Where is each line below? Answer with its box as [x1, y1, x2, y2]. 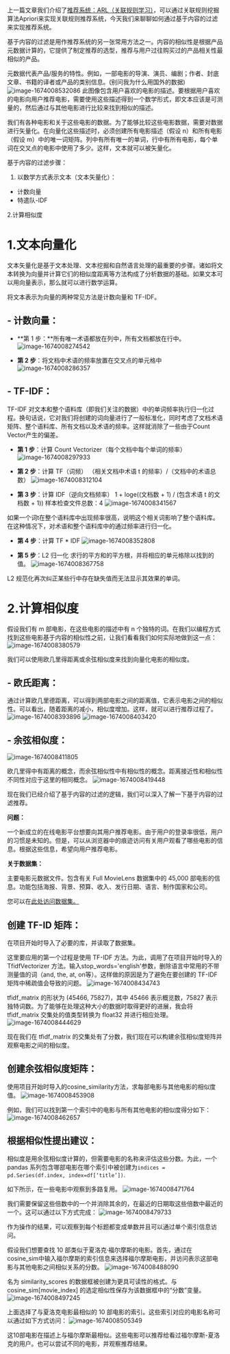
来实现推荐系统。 [7, 23, 55, 31]
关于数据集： [7, 859, 43, 868]
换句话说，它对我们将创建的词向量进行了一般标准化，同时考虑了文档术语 [18, 413, 223, 421]
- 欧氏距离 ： [7, 677, 59, 689]
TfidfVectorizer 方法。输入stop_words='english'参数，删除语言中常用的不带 [7, 961, 220, 970]
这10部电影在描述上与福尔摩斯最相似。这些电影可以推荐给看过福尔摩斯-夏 [7, 1331, 214, 1339]
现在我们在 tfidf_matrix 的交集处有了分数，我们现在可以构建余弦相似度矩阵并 [7, 1032, 222, 1040]
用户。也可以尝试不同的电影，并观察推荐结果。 [18, 1339, 151, 1348]
